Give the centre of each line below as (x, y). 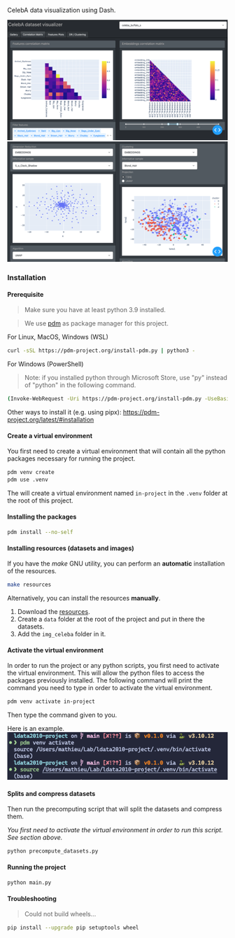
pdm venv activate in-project (51, 702)
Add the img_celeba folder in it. (62, 634)
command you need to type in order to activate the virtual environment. (110, 688)
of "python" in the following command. (80, 385)
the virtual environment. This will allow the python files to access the (106, 673)
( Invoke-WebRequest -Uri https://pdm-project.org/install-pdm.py (104, 399)
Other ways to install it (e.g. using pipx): (64, 412)
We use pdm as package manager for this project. (97, 323)
